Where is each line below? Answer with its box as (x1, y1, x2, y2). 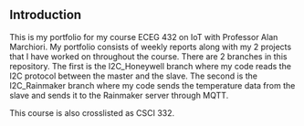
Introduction (9, 7, 82, 23)
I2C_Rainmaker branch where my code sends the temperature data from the (9, 79, 296, 90)
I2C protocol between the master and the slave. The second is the (9, 70, 258, 81)
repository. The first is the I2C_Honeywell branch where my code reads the (9, 60, 292, 71)
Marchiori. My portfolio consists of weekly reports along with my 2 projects (9, 41, 292, 52)
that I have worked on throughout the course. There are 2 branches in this (9, 50, 288, 62)
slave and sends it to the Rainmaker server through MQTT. (9, 89, 229, 100)
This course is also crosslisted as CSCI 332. (9, 107, 175, 118)
